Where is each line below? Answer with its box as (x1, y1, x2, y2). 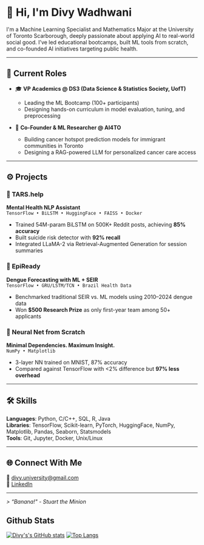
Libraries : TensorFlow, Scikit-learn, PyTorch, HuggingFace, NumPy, (6, 421, 175, 429)
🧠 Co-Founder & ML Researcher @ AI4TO (15, 124, 121, 131)
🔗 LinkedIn (6, 480, 33, 488)
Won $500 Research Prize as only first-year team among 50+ (15, 306, 171, 313)
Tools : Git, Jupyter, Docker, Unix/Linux (6, 434, 103, 441)
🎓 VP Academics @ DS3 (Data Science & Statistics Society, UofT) (15, 85, 186, 92)
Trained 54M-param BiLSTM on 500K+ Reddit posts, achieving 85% (15, 221, 186, 228)
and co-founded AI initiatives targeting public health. (6, 45, 138, 52)
